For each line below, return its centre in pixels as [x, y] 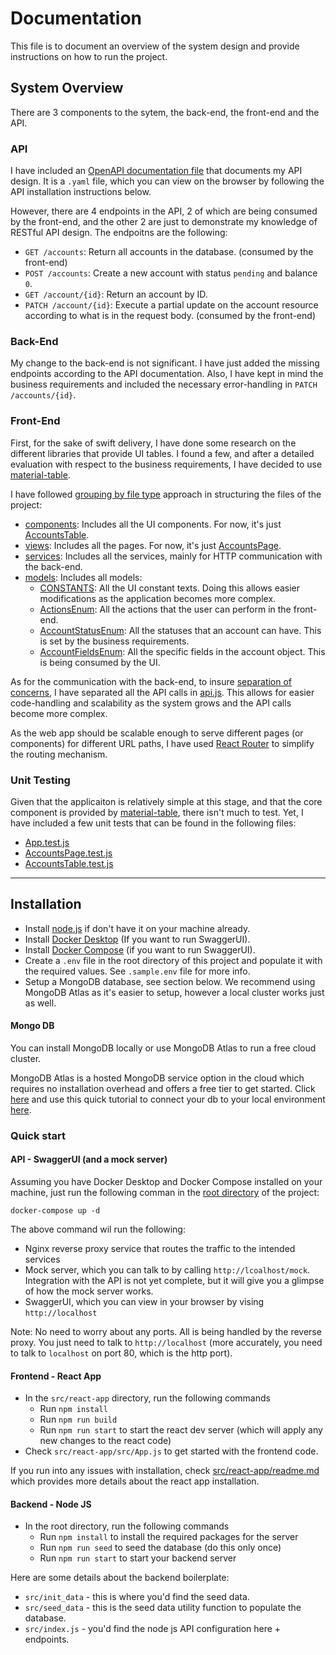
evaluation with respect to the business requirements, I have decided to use [166, 464]
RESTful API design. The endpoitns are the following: [119, 233]
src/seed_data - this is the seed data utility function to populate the [163, 1608]
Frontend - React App [56, 1376]
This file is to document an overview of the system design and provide [155, 46]
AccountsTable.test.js [69, 863]
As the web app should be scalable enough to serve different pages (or [157, 733]
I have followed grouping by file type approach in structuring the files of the [166, 494]
